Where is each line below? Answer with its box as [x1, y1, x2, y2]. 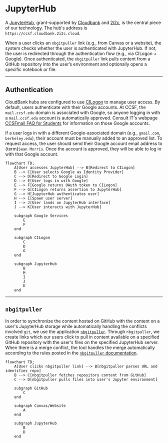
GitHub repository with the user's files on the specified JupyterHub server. [5, 339, 159, 345]
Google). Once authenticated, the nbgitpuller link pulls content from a [5, 55, 150, 61]
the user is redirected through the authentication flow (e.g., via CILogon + [5, 50, 157, 56]
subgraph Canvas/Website [14, 403, 66, 408]
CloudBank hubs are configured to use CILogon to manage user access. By [5, 98, 160, 105]
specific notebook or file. [5, 66, 57, 72]
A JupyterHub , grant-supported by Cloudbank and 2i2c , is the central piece [5, 19, 161, 25]
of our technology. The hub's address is [5, 24, 87, 30]
